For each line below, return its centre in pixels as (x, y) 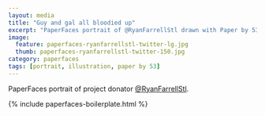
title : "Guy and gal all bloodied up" (72, 23)
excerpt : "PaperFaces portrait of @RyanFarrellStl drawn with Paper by (128, 30)
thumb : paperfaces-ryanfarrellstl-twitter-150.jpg (100, 52)
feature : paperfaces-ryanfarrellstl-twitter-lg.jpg (102, 45)
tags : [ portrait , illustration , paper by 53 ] (84, 67)
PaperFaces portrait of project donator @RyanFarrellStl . (99, 89)
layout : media (32, 15)
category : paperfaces (44, 60)
